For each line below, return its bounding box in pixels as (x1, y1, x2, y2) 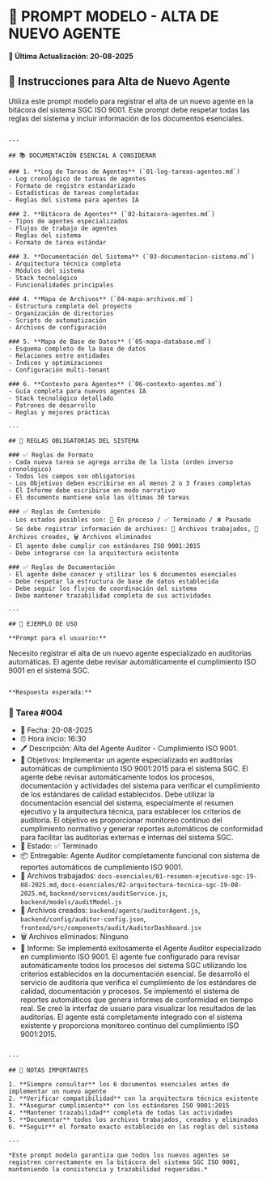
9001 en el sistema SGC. (8, 665, 91, 675)
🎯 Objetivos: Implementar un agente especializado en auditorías (19, 755, 233, 765)
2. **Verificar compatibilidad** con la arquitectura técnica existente (8, 1094, 259, 1103)
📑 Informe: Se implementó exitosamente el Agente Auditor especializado (19, 943, 262, 954)
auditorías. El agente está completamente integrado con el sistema (19, 1012, 243, 1022)
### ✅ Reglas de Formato (8, 451, 94, 459)
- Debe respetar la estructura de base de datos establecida (8, 577, 219, 585)
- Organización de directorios (8, 309, 114, 317)
